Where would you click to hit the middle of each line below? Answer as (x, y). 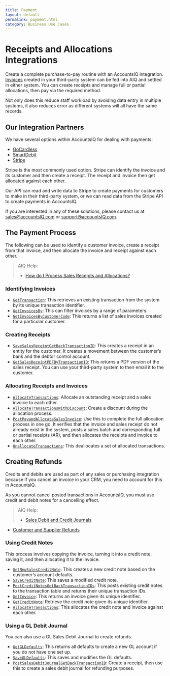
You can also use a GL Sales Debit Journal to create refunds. (69, 637)
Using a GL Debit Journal (36, 626)
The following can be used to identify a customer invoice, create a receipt (82, 245)
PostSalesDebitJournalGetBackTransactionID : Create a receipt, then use (88, 663)
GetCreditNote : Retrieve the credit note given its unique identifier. (81, 602)
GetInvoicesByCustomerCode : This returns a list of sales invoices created (87, 316)
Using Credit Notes (29, 543)
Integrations (32, 60)
